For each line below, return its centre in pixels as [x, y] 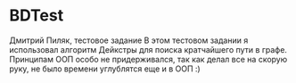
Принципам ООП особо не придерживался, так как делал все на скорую [148, 59]
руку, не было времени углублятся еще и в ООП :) [105, 69]
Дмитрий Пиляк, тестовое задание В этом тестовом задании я [129, 40]
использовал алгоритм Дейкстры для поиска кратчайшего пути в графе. [148, 49]
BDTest [37, 16]
